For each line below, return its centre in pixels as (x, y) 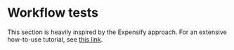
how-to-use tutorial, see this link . (55, 39)
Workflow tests (53, 13)
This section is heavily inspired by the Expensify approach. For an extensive (117, 32)
